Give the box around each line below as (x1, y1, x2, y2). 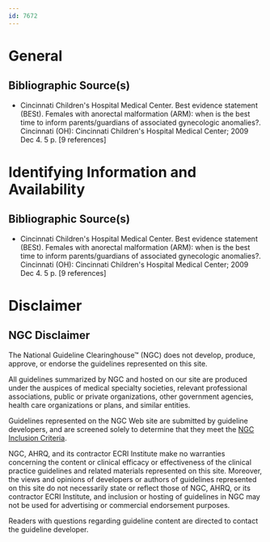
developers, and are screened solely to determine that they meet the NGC (8, 424, 255, 434)
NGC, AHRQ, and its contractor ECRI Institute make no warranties (8, 448, 226, 458)
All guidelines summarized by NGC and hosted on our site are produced (8, 374, 248, 384)
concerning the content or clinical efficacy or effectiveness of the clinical (8, 457, 252, 467)
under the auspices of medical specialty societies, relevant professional (8, 383, 248, 392)
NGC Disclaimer (8, 328, 91, 342)
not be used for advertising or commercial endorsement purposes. (8, 500, 230, 510)
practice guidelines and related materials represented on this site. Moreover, (8, 466, 263, 476)
